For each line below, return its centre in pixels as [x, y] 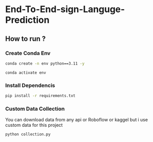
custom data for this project [34, 125]
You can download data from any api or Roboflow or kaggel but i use [76, 120]
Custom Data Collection [35, 109]
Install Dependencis [30, 85]
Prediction [27, 20]
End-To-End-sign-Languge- [65, 9]
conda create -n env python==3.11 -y [45, 63]
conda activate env [26, 73]
